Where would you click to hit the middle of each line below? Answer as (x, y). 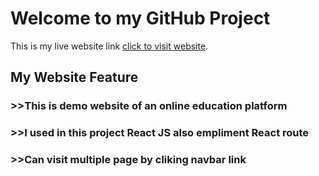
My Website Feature (74, 77)
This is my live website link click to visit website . (109, 46)
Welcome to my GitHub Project (140, 18)
